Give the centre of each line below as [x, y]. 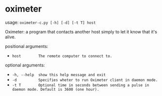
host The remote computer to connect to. [62, 56]
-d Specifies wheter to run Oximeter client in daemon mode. [85, 80]
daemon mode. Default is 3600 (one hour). [56, 89]
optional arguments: [25, 65]
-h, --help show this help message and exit [59, 75]
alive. [10, 37]
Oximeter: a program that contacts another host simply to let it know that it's [81, 32]
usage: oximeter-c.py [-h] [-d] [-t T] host [50, 22]
